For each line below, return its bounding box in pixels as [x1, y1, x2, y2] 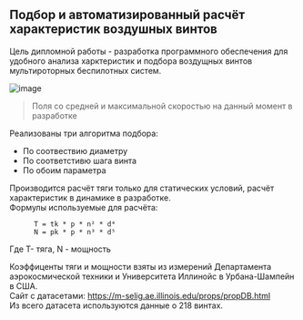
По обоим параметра [22, 164, 106, 176]
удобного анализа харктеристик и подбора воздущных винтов [9, 55, 253, 67]
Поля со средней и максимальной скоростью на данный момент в [31, 100, 293, 111]
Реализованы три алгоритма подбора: [9, 128, 159, 139]
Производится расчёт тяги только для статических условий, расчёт [9, 182, 275, 193]
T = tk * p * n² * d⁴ [33, 219, 116, 229]
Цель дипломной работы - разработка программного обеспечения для [9, 46, 288, 57]
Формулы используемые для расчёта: [9, 201, 158, 212]
